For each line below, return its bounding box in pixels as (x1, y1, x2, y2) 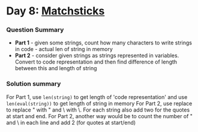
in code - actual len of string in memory (14, 46, 113, 53)
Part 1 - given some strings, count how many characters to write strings (14, 39, 193, 46)
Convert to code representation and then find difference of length (14, 58, 178, 65)
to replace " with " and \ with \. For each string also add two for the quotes (6, 106, 190, 113)
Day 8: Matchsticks (6, 4, 105, 18)
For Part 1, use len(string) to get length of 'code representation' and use (6, 93, 188, 100)
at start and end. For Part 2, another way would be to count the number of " (6, 112, 193, 119)
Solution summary (6, 80, 61, 88)
